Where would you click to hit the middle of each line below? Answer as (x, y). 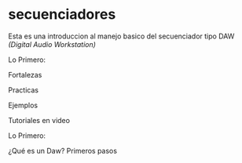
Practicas (24, 90)
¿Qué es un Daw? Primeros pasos (63, 150)
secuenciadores (62, 14)
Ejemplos (23, 105)
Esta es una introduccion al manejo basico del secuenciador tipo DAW (121, 36)
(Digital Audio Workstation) (52, 44)
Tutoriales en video (39, 120)
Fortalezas (25, 74)
